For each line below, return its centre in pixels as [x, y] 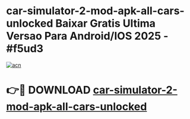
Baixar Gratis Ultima [106, 23]
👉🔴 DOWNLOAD [48, 90]
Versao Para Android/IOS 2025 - [87, 36]
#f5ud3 [25, 49]
